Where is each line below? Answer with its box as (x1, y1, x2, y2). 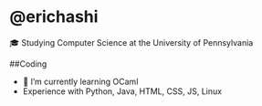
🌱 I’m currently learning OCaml (22, 76, 139, 87)
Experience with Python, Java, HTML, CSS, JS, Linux (22, 85, 222, 97)
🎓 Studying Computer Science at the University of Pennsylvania (9, 37, 254, 48)
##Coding (9, 58, 47, 69)
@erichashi (9, 6, 99, 27)
